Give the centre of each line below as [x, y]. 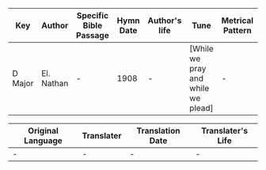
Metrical [237, 21]
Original [43, 131]
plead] [201, 108]
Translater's [224, 131]
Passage [93, 35]
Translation [158, 131]
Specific [93, 15]
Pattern [237, 30]
